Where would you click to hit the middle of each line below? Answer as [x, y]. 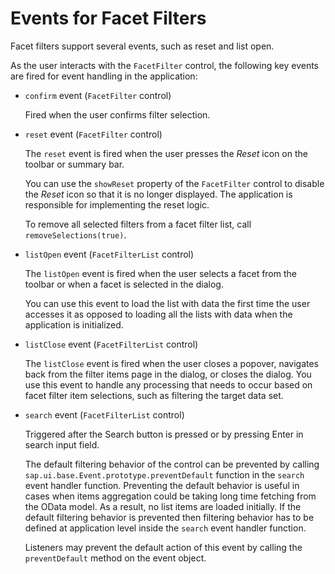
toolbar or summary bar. [74, 164]
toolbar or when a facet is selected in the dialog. [124, 284]
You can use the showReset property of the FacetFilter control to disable [174, 183]
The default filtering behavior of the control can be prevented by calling [172, 464]
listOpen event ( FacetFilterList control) [109, 254]
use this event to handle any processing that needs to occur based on [168, 384]
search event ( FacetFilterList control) [104, 414]
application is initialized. [74, 324]
